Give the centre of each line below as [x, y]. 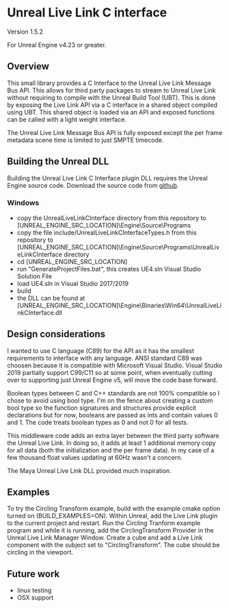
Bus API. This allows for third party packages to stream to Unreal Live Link [112, 90]
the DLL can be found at [51, 298]
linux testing [34, 590]
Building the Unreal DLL [58, 161]
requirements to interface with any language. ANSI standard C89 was [105, 358]
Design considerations [56, 334]
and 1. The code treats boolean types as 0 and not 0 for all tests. [98, 422]
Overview [28, 66]
